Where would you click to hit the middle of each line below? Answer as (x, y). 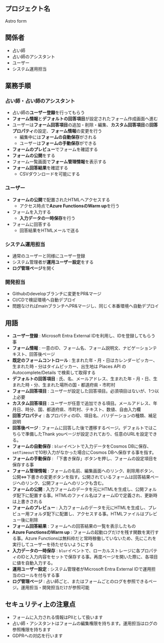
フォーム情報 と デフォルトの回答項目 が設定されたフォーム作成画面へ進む (85, 119)
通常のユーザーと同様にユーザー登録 (49, 256)
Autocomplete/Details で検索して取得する (54, 373)
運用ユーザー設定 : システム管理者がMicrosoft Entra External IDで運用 (82, 569)
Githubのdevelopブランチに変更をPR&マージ (57, 294)
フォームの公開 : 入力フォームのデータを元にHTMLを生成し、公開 (78, 489)
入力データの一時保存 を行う (47, 218)
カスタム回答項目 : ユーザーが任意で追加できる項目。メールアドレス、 (82, 403)
